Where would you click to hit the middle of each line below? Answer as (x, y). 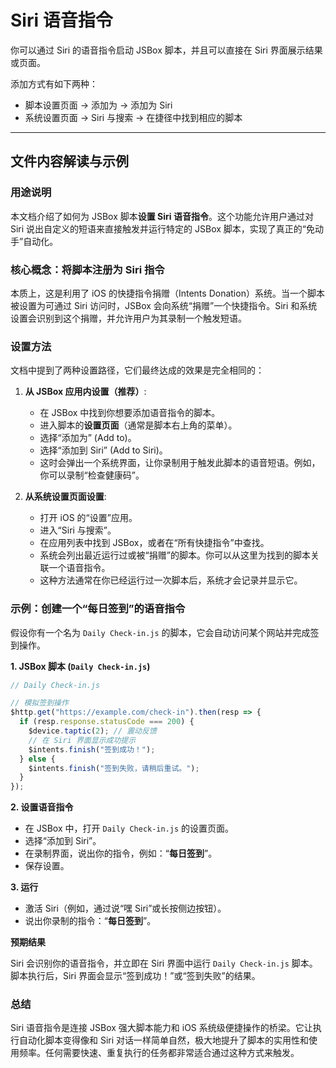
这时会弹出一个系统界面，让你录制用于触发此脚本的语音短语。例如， (180, 463)
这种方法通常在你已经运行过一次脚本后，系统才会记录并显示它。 (171, 580)
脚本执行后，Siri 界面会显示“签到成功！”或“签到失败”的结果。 (135, 976)
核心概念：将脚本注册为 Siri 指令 (87, 269)
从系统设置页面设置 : (65, 497)
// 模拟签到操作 (39, 703)
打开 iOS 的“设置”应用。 (88, 518)
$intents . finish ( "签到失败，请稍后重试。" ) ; (114, 768)
